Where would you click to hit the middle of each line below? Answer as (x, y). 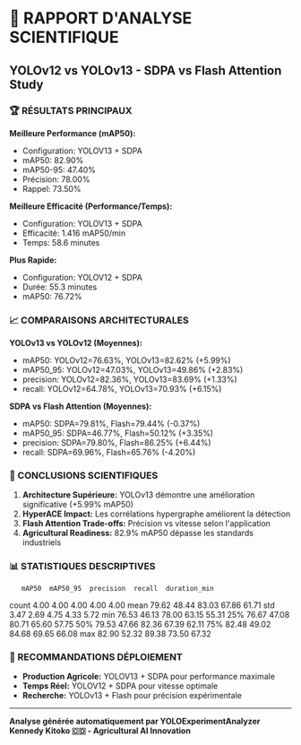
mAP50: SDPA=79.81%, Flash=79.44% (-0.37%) (111, 424)
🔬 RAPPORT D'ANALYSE (101, 18)
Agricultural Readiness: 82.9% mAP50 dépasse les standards (138, 533)
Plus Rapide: (33, 260)
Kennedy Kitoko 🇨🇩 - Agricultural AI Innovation (100, 731)
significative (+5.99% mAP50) (78, 505)
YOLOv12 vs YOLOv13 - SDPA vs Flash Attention (146, 70)
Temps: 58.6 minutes (61, 242)
